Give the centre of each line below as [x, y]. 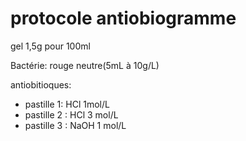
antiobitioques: [41, 84]
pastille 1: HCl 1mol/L [67, 104]
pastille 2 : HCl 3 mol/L [71, 114]
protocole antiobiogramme [123, 18]
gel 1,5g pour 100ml [50, 46]
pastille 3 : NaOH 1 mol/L [75, 125]
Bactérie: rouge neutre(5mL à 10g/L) [85, 65]
